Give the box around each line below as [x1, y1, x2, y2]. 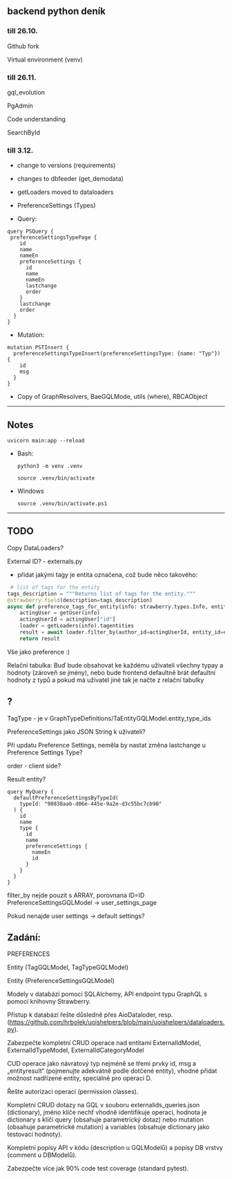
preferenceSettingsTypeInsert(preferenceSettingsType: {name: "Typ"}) [13, 350, 221, 358]
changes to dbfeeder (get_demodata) [17, 175, 124, 183]
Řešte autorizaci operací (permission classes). [7, 1087, 139, 1096]
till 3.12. [7, 145, 34, 155]
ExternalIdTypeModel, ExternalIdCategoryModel [7, 1046, 144, 1055]
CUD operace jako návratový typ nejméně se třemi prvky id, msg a [7, 1060, 197, 1068]
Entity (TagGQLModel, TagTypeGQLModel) [7, 963, 129, 972]
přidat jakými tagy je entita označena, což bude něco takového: [17, 570, 198, 578]
